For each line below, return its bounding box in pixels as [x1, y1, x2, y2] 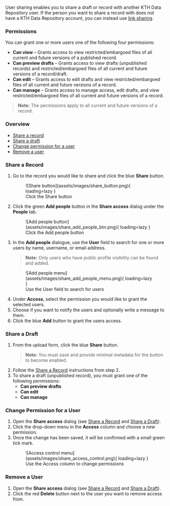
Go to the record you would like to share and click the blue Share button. [12, 173, 165, 179]
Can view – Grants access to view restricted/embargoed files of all [12, 49, 152, 56]
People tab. [12, 208, 37, 215]
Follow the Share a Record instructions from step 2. [12, 367, 120, 374]
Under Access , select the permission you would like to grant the [12, 296, 147, 302]
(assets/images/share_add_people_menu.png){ [25, 275, 124, 281]
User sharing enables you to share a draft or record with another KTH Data [5, 5, 161, 10]
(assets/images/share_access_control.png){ [25, 456, 118, 462]
